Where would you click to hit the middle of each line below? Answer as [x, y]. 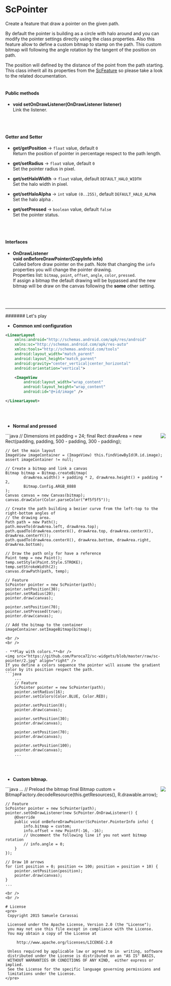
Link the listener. [30, 110]
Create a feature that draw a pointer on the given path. [62, 23]
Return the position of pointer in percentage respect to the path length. [87, 154]
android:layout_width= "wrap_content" [63, 382]
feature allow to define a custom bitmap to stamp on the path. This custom [83, 44]
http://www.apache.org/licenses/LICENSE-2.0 [65, 942]
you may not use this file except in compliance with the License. [80, 929]
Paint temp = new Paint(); [34, 558]
